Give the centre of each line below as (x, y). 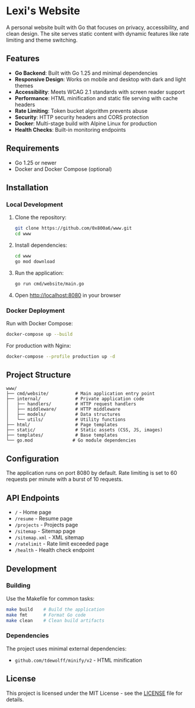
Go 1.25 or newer (36, 163)
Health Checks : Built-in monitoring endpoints (70, 129)
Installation (27, 187)
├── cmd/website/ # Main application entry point (81, 394)
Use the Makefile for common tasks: (50, 598)
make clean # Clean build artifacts (55, 620)
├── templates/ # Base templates (62, 435)
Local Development (35, 204)
